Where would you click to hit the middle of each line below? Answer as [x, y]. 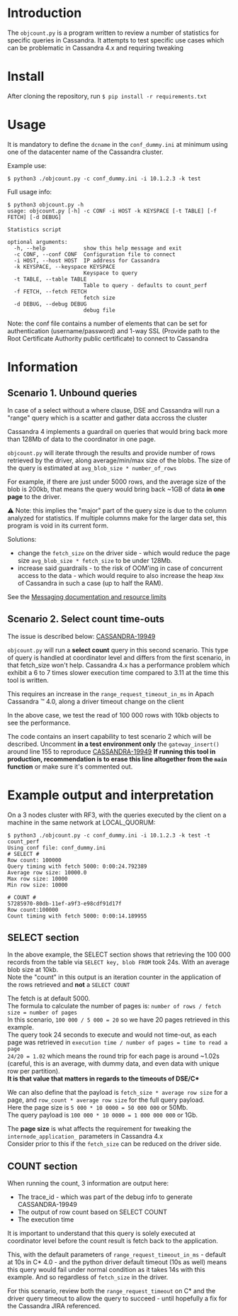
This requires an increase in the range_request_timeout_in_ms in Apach [111, 693]
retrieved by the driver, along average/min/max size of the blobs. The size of [119, 460]
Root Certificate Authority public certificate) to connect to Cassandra [108, 338]
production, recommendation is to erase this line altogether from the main [117, 759]
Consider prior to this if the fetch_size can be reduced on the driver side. [114, 1144]
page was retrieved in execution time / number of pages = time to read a [118, 1042]
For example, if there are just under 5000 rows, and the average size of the [117, 481]
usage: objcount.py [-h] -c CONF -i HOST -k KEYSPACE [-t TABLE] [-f [112, 211]
